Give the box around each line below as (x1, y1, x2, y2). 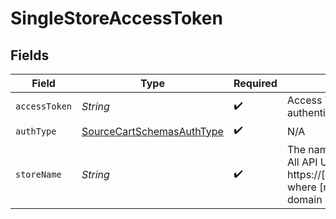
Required (233, 77, 278, 90)
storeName (15, 169, 62, 180)
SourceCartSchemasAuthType (81, 124, 224, 138)
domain (286, 193, 323, 206)
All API (286, 155, 318, 169)
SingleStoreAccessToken (10, 7, 223, 30)
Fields (10, 47, 50, 64)
